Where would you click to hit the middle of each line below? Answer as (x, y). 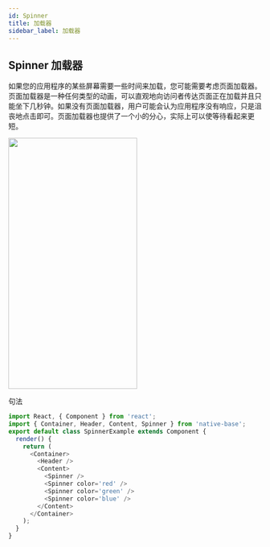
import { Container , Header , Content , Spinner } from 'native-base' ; (127, 424)
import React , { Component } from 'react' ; (82, 417)
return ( (37, 447)
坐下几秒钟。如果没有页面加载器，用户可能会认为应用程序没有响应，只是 (135, 106)
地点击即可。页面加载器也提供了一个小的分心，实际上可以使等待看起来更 (135, 116)
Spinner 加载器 (45, 65)
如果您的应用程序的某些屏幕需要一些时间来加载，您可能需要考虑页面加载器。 (135, 86)
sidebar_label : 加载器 (45, 31)
